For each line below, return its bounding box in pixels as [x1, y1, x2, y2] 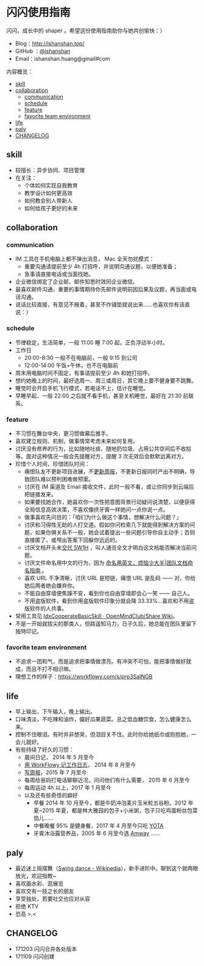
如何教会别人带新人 [24, 197, 73, 204]
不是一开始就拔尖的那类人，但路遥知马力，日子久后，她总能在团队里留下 [15, 620, 197, 628]
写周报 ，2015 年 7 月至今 [24, 769, 87, 776]
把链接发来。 [24, 491, 57, 498]
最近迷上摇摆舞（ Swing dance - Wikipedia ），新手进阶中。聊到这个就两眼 [15, 864, 199, 872]
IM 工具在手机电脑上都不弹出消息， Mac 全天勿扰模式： [15, 255, 155, 262]
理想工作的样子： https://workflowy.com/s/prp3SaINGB [15, 673, 153, 681]
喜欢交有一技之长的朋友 [15, 887, 74, 895]
